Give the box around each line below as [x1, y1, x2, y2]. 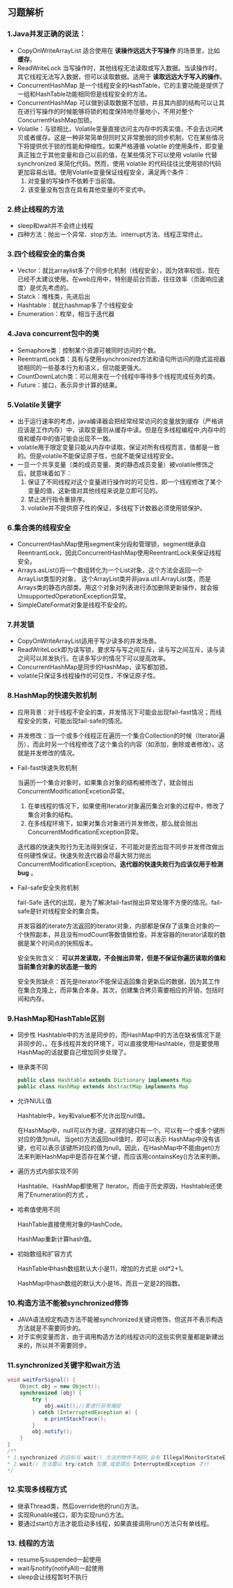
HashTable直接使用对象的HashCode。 [17, 1220, 127, 1228]
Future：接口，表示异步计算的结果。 [17, 381, 121, 389]
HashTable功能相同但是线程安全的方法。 [35, 90, 151, 98]
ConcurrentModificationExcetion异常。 [17, 787, 129, 795]
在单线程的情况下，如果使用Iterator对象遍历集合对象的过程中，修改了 [27, 801, 225, 810]
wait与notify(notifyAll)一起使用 [17, 1564, 104, 1573]
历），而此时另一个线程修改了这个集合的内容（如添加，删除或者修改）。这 [17, 739, 224, 748]
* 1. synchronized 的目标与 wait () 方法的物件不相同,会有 [7, 1454, 161, 1461]
